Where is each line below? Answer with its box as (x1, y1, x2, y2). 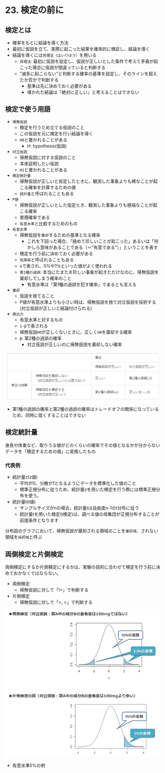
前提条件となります (19, 517, 59, 523)
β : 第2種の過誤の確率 (19, 335, 62, 341)
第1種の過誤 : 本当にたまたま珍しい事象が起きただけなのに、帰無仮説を (19, 269, 159, 275)
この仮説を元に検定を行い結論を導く (19, 131, 94, 136)
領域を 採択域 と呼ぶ (5, 534, 42, 540)
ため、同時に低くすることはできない (12, 412, 86, 418)
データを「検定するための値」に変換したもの (5, 448, 96, 454)
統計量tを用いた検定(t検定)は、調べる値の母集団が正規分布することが (19, 511, 160, 517)
